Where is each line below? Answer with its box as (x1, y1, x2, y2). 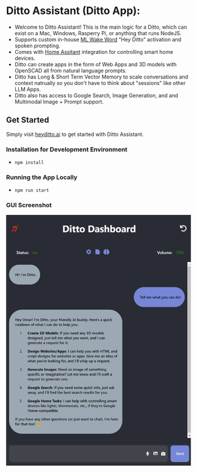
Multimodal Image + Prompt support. (14, 98, 104, 105)
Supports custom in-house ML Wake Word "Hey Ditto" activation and (14, 36, 182, 43)
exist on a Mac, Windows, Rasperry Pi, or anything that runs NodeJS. (14, 29, 182, 36)
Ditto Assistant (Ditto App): (6, 4, 141, 18)
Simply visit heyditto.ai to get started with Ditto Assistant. (6, 131, 144, 138)
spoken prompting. (14, 42, 60, 49)
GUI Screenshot (6, 201, 52, 209)
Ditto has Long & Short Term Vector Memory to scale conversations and (14, 73, 189, 80)
